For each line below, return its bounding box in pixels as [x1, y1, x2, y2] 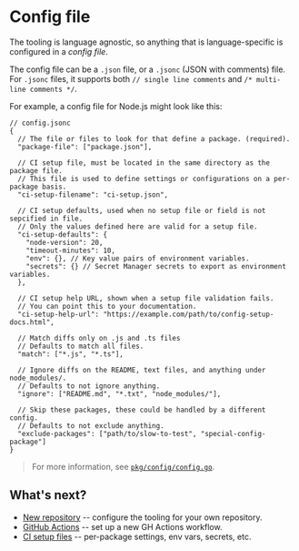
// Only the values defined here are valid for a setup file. [17, 221, 258, 231]
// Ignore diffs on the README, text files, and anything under [17, 365, 266, 374]
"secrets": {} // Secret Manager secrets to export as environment [25, 261, 286, 270]
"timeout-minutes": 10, [25, 246, 116, 255]
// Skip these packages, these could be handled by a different [17, 405, 266, 414]
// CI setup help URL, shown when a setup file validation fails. [17, 293, 274, 302]
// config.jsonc [9, 118, 71, 128]
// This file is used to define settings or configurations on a [17, 174, 271, 183]
